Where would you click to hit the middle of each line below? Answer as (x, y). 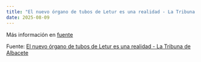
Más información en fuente (40, 34)
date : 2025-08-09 (28, 17)
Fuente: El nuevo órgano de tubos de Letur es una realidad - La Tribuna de (98, 46)
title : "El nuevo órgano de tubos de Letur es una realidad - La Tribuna (101, 12)
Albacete (17, 52)
